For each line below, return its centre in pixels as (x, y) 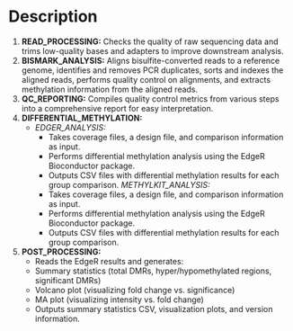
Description (53, 17)
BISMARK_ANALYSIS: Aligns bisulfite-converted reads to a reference (151, 60)
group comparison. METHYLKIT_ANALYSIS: (129, 184)
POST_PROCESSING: (61, 251)
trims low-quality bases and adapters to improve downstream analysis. (152, 50)
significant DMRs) (68, 280)
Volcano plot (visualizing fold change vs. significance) (135, 290)
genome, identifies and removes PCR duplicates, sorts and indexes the (152, 70)
